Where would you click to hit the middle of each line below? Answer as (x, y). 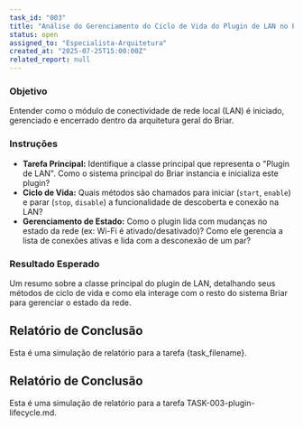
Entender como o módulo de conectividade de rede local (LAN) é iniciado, (147, 111)
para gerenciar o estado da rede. (70, 302)
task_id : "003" (38, 18)
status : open (34, 34)
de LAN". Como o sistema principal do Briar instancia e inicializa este (151, 173)
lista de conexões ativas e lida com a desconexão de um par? (136, 240)
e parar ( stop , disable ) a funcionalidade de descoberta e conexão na (151, 202)
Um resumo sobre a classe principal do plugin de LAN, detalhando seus (142, 283)
